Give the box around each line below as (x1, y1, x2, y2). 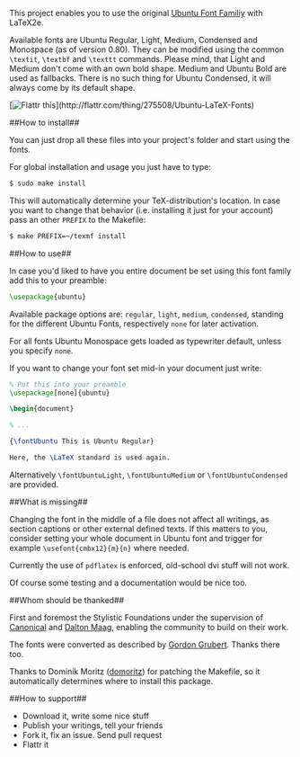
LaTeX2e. (9, 17, 44, 28)
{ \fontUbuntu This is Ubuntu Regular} (9, 437, 154, 446)
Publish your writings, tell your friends (22, 719, 163, 731)
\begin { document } (9, 405, 75, 414)
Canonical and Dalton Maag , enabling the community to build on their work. (9, 621, 289, 632)
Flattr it (22, 739, 49, 750)
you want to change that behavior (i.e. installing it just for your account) (9, 204, 274, 215)
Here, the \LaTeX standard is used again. (9, 453, 171, 462)
